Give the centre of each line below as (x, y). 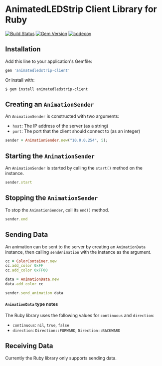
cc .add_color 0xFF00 (27, 270)
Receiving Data (29, 346)
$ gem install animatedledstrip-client (47, 89)
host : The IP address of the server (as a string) (60, 126)
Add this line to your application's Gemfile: (49, 61)
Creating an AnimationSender (50, 104)
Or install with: (20, 80)
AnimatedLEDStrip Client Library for (81, 9)
